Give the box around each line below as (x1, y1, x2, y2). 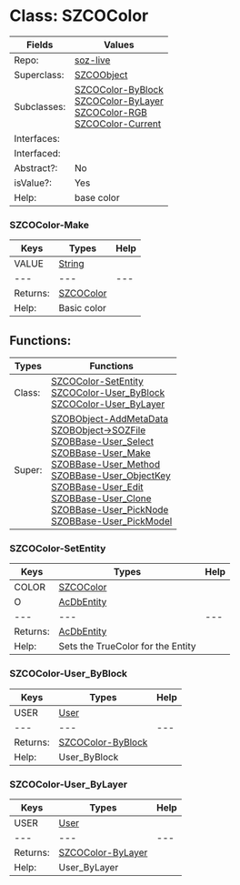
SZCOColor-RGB (74, 106, 148, 118)
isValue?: (14, 176, 52, 189)
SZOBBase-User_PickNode (51, 504, 169, 517)
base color (74, 191, 120, 204)
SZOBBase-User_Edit (51, 481, 144, 494)
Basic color (58, 302, 106, 315)
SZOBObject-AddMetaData (51, 413, 169, 426)
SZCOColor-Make (9, 218, 89, 231)
